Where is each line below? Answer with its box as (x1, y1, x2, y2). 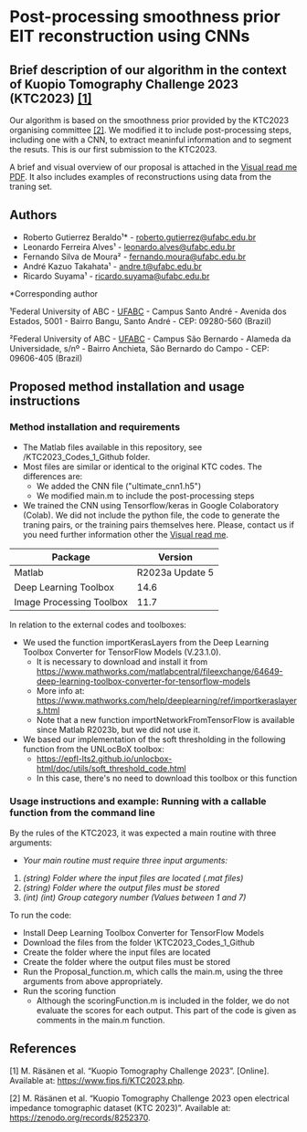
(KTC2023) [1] (9, 90, 92, 106)
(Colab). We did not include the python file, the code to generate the (22, 509, 281, 520)
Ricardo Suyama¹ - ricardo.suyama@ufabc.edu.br (22, 270, 210, 281)
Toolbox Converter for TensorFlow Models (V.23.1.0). (22, 646, 222, 657)
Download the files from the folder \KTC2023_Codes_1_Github (22, 937, 256, 948)
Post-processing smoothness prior (9, 6, 281, 27)
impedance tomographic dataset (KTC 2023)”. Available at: (9, 1102, 231, 1113)
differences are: (22, 470, 83, 481)
